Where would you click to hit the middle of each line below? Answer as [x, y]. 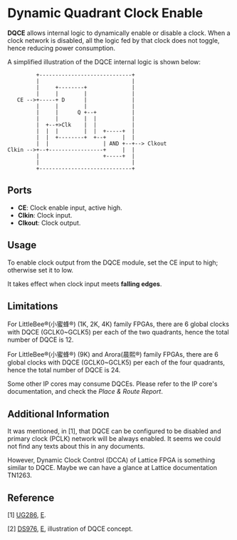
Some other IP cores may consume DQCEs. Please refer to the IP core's [112, 384]
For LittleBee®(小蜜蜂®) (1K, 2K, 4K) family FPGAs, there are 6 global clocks [118, 324]
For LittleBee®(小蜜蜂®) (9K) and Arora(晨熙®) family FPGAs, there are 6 [113, 355]
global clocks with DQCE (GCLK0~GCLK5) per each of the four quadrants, [116, 362]
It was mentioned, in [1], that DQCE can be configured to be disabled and [114, 431]
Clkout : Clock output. [49, 223]
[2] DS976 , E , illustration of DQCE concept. [70, 529]
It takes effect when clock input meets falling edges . [85, 284]
